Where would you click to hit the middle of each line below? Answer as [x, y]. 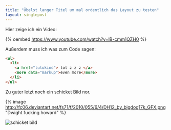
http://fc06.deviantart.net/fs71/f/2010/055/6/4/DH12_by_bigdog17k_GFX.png [85, 107]
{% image [16, 101]
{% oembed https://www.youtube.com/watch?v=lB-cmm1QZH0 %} [76, 39]
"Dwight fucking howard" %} [36, 112]
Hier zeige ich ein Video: [31, 29]
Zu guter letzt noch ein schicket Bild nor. [48, 92]
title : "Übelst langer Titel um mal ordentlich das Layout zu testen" [82, 10]
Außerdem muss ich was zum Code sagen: [51, 49]
